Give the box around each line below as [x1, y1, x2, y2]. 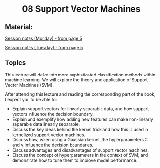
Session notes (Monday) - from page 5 [5, 35, 82, 41]
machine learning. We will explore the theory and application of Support [5, 76, 148, 83]
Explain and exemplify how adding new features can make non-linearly [12, 116, 153, 122]
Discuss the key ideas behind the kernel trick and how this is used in [12, 126, 148, 132]
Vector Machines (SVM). [5, 82, 54, 88]
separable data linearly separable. [12, 121, 80, 127]
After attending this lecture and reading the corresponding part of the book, [5, 91, 156, 97]
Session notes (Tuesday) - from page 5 [5, 45, 83, 50]
